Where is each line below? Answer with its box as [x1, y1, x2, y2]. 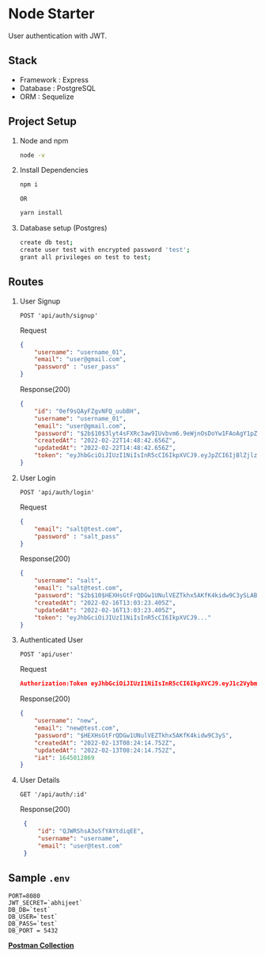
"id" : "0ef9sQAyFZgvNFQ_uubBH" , [34, 407, 141, 415]
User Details [19, 776, 60, 785]
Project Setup [8, 115, 78, 128]
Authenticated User [19, 635, 84, 645]
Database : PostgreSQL [19, 83, 97, 93]
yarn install [19, 209, 63, 217]
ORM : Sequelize [19, 92, 74, 101]
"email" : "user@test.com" [37, 841, 123, 850]
